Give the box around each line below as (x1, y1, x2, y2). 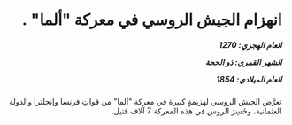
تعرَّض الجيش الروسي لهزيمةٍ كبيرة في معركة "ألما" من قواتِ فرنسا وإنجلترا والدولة (8, 97, 282, 107)
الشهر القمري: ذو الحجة (204, 57, 282, 67)
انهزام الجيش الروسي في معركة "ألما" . (21, 10, 282, 30)
